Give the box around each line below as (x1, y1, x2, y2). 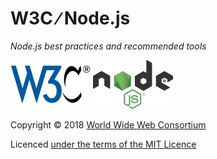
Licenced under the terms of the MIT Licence (10, 138, 197, 150)
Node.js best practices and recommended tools (10, 40, 207, 52)
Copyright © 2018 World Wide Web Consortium (10, 118, 207, 131)
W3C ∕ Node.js (10, 7, 131, 30)
